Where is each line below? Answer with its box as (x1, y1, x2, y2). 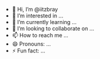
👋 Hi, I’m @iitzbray (12, 6, 58, 13)
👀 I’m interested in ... (12, 12, 64, 19)
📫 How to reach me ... (12, 32, 68, 39)
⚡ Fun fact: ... (12, 47, 45, 54)
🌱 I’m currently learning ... (12, 19, 77, 25)
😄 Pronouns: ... (12, 40, 52, 48)
